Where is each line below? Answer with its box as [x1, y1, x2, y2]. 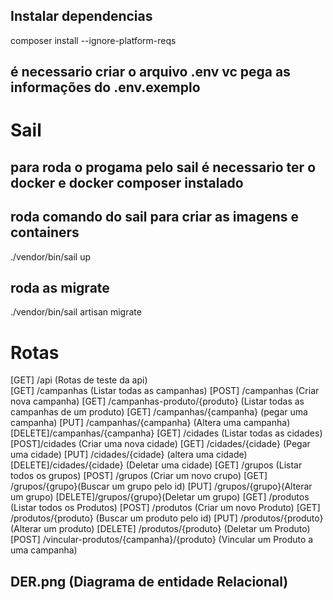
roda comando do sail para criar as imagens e [10, 209, 300, 226]
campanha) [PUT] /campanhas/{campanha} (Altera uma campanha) [10, 417, 291, 429]
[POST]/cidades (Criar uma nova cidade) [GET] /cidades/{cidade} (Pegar [10, 438, 311, 450]
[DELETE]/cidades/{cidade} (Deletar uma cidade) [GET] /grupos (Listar [10, 459, 303, 471]
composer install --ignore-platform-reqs [10, 34, 177, 46]
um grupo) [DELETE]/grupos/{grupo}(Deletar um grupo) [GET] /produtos [10, 491, 310, 503]
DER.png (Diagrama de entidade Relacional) [10, 573, 289, 590]
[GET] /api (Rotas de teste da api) [10, 374, 148, 386]
